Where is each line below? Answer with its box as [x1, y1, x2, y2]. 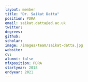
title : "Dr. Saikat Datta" [5, 12, 59, 16]
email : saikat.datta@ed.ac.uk [5, 20, 66, 26]
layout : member [5, 7, 36, 12]
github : [5, 34, 21, 39]
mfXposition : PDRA [5, 61, 42, 66]
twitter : [5, 25, 23, 30]
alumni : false [5, 56, 34, 61]
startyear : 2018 [5, 66, 38, 70]
